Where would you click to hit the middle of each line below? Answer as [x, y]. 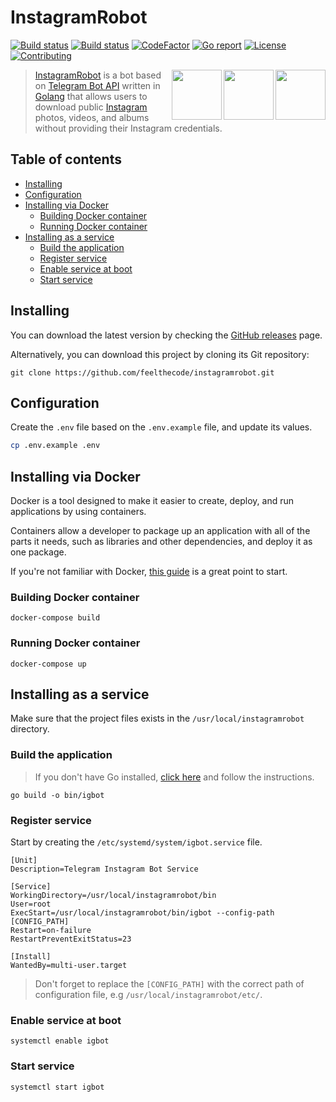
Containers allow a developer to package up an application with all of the [160, 531]
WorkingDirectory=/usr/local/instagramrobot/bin [113, 896]
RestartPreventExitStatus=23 [71, 939]
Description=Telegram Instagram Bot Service [104, 869]
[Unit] [24, 861]
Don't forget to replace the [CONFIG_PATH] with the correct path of [169, 984]
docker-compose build [55, 618]
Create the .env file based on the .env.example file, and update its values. [161, 427]
